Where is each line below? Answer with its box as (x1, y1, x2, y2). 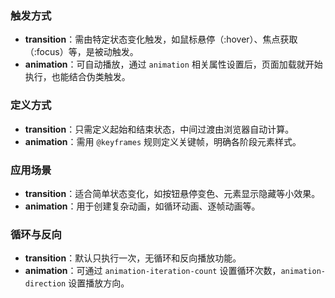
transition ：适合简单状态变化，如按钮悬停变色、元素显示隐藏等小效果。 (24, 187, 321, 199)
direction (24, 279, 67, 289)
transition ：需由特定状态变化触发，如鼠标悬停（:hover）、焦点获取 (24, 33, 298, 46)
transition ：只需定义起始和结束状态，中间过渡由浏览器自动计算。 (24, 123, 295, 135)
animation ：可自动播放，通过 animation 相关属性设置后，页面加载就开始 (24, 58, 323, 71)
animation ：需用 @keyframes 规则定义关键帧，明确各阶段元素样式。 (24, 135, 302, 147)
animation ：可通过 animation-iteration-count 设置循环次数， (24, 265, 282, 277)
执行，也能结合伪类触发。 (24, 71, 131, 83)
